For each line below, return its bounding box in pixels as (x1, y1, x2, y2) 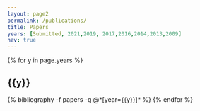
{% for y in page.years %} (7, 56, 83, 64)
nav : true (7, 37, 37, 44)
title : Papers (7, 23, 49, 30)
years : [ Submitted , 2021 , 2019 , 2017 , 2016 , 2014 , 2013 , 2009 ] (7, 30, 182, 37)
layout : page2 (7, 10, 49, 18)
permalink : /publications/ (7, 17, 87, 24)
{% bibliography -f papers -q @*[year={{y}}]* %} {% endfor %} (7, 95, 194, 103)
